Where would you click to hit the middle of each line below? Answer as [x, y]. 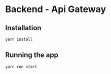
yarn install [19, 39]
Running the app [32, 55]
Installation [23, 28]
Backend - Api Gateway [56, 9]
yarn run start [21, 66]
